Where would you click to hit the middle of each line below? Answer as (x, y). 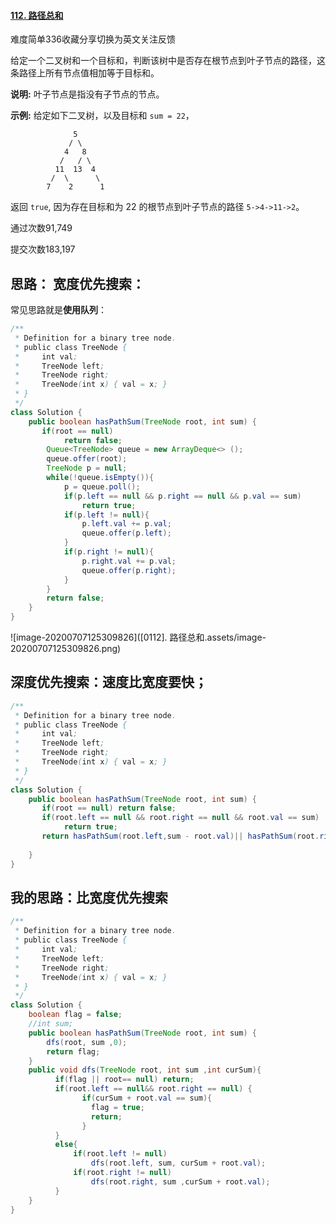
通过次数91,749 (41, 228)
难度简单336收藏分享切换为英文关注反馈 (93, 39)
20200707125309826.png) (66, 649)
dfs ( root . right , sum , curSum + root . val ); (180, 1181)
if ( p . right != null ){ (109, 552)
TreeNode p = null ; (87, 468)
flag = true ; (117, 1107)
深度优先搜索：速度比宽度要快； (109, 682)
